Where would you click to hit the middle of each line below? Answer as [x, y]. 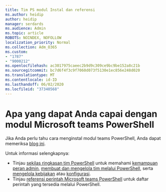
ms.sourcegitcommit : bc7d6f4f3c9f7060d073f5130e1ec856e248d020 [73, 71]
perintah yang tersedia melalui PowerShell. [57, 184]
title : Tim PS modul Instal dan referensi [50, 10]
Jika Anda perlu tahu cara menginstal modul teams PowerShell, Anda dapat [83, 138]
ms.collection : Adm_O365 [31, 47]
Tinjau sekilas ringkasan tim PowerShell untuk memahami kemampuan [85, 163]
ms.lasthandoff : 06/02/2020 [35, 84]
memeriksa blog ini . [26, 144]
